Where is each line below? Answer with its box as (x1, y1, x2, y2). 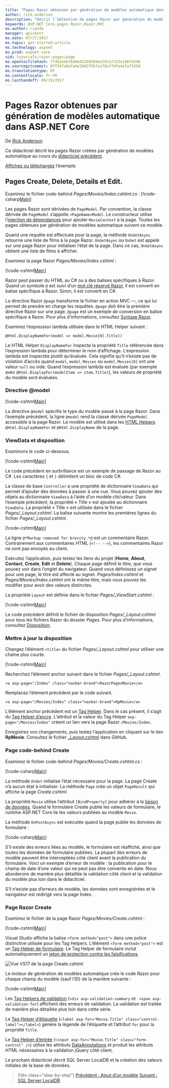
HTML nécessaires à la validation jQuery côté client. (5, 1047, 113, 1053)
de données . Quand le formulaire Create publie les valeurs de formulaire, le (5, 804, 161, 810)
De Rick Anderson (5, 137, 43, 144)
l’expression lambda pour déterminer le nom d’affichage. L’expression (5, 347, 149, 353)
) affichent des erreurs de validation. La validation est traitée (37, 1001, 162, 1007)
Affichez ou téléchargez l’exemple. (5, 163, 77, 169)
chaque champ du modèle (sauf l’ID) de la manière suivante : (5, 975, 131, 982)
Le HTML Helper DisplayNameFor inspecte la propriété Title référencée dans (5, 342, 164, 348)
